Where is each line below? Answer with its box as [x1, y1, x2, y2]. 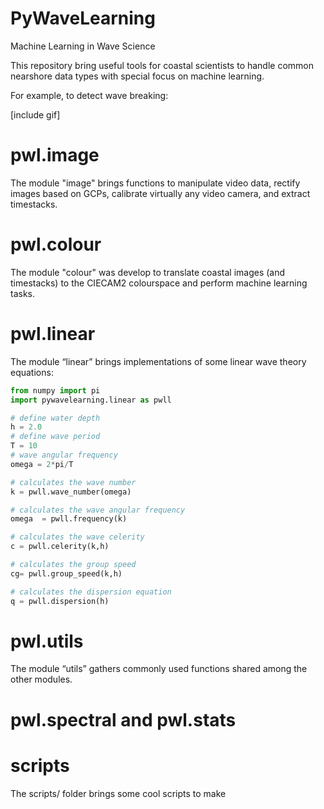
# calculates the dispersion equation [10, 587, 172, 597]
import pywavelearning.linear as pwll [10, 395, 172, 405]
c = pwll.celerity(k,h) [10, 542, 110, 552]
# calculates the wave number [10, 477, 137, 487]
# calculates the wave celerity [10, 532, 145, 542]
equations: [10, 366, 54, 378]
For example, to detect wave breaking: [10, 89, 169, 101]
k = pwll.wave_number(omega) [10, 487, 132, 497]
